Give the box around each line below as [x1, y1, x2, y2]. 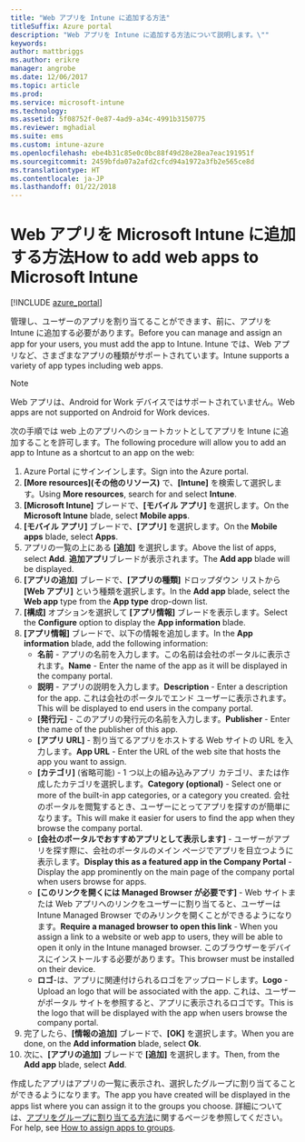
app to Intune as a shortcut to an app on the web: [10, 447, 195, 458]
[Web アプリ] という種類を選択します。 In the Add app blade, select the [23, 586, 290, 596]
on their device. [36, 964, 96, 975]
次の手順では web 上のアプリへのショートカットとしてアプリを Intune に [10, 426, 281, 436]
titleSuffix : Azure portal [10, 22, 113, 31]
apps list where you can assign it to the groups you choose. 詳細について [10, 1101, 283, 1112]
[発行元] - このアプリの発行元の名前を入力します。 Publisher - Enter [36, 714, 290, 725]
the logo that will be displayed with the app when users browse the [36, 1007, 288, 1018]
